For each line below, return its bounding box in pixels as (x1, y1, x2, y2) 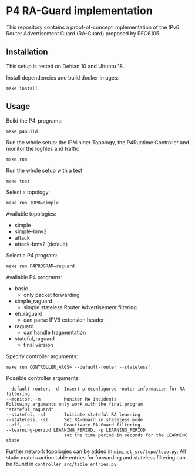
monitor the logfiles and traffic (6, 145, 79, 152)
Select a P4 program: (6, 252, 58, 259)
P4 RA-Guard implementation (6, 4, 153, 18)
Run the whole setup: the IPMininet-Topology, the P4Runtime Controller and (6, 138, 190, 145)
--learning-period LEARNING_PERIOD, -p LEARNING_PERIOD (6, 427, 146, 433)
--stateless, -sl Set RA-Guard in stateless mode (6, 416, 143, 422)
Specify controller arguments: (6, 352, 78, 360)
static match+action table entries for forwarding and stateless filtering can (6, 454, 186, 461)
